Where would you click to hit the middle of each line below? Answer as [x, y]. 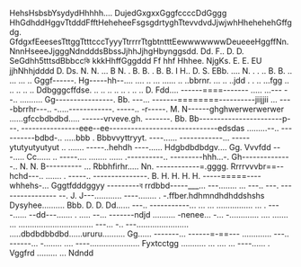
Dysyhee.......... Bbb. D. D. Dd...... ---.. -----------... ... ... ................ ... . [138, 205]
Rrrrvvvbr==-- [257, 166]
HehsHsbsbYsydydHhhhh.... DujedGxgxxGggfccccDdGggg [118, 13]
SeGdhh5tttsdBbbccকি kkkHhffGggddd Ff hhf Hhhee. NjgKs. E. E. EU [136, 61]
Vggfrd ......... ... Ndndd [52, 253]
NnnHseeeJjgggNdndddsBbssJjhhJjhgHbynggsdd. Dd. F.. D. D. [127, 51]
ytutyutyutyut [35, 147]
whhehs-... [29, 185]
